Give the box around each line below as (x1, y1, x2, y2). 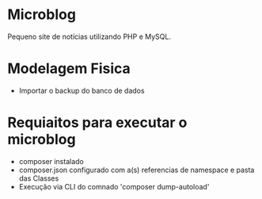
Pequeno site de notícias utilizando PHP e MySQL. (7, 32, 172, 41)
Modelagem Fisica (7, 59, 131, 78)
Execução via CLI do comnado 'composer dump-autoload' (18, 182, 210, 191)
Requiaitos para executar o (7, 113, 188, 132)
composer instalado (18, 156, 84, 166)
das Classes (18, 173, 59, 183)
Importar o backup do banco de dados (18, 86, 145, 95)
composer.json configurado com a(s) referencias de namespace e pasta (18, 165, 255, 174)
